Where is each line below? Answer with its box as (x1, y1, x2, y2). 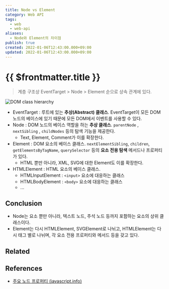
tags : (5, 17, 17, 22)
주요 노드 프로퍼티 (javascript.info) (12, 278, 82, 284)
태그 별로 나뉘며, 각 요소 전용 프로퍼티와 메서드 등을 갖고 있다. (18, 232, 139, 238)
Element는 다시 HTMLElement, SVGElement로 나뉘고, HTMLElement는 (12, 226, 156, 232)
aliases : (5, 31, 24, 36)
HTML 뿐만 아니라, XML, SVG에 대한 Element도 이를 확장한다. (20, 160, 144, 166)
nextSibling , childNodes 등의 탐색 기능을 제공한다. (12, 128, 115, 134)
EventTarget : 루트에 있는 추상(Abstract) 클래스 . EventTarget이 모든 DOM (12, 109, 161, 115)
